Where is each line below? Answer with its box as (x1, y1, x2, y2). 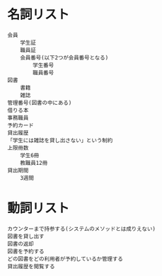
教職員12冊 (20, 159, 48, 166)
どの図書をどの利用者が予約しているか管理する (7, 255, 124, 263)
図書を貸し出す (7, 233, 45, 240)
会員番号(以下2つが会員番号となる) (20, 54, 109, 61)
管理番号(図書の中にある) (7, 99, 72, 106)
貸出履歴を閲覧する (7, 263, 55, 270)
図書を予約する (7, 248, 45, 255)
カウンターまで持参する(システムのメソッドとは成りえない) (7, 225, 156, 232)
